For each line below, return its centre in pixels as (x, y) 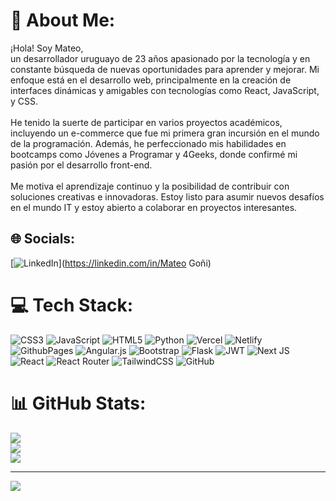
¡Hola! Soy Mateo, (47, 48)
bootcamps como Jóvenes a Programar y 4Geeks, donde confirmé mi (154, 154)
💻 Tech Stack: (72, 305)
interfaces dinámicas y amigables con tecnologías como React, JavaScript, (165, 90)
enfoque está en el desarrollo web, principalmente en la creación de (151, 80)
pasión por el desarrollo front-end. (81, 165)
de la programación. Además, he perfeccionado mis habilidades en (148, 143)
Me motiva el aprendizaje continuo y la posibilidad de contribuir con (150, 186)
